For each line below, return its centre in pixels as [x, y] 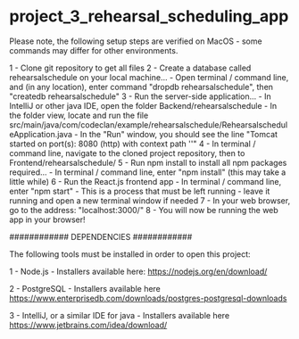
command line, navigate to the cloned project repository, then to [127, 153]
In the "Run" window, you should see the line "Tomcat [179, 134]
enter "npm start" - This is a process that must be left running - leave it [140, 191]
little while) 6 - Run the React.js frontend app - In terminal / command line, [145, 181]
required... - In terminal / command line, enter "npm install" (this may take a [148, 172]
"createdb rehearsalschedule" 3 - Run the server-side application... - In [140, 96]
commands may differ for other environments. [94, 50]
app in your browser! [48, 219]
